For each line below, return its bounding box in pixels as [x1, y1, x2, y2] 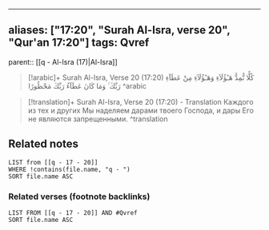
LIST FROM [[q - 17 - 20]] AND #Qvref [8, 208, 138, 216]
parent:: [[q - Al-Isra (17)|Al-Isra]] [8, 57, 118, 66]
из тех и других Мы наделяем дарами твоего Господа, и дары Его [27, 105, 255, 115]
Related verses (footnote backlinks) [8, 191, 151, 202]
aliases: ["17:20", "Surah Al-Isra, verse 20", [8, 23, 231, 37]
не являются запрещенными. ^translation [27, 113, 168, 124]
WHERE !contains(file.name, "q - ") [8, 165, 130, 173]
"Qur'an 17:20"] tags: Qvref [8, 36, 150, 50]
